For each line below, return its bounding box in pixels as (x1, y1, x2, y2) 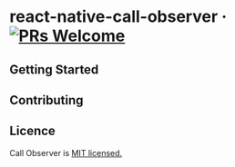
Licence (9, 123, 56, 139)
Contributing (9, 93, 84, 108)
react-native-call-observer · (9, 6, 228, 27)
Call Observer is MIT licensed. (9, 147, 123, 158)
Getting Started (9, 62, 99, 77)
